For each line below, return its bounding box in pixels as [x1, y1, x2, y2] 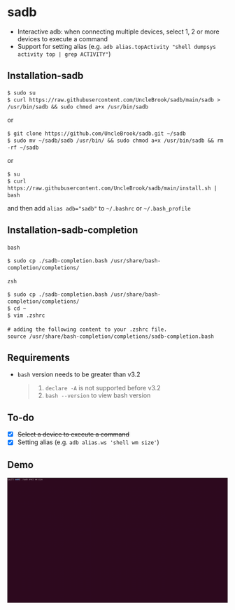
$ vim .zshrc [7, 312, 45, 319]
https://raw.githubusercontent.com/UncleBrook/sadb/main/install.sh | [7, 185, 218, 192]
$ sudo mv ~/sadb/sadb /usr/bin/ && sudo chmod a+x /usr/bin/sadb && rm [7, 137, 224, 144]
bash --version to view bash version [45, 391, 151, 399]
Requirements [7, 351, 70, 364]
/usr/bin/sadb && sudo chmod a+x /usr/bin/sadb [7, 103, 149, 111]
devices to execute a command [17, 34, 108, 43]
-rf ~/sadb [7, 144, 39, 151]
